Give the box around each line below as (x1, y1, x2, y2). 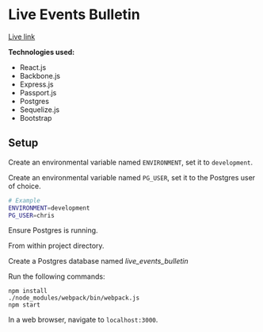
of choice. (8, 181, 41, 191)
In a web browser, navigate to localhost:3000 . (8, 315, 158, 325)
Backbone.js (19, 71, 61, 80)
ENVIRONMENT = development (8, 204, 90, 212)
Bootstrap (19, 113, 52, 122)
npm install (8, 288, 48, 295)
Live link (8, 32, 36, 41)
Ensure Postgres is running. (8, 226, 98, 235)
